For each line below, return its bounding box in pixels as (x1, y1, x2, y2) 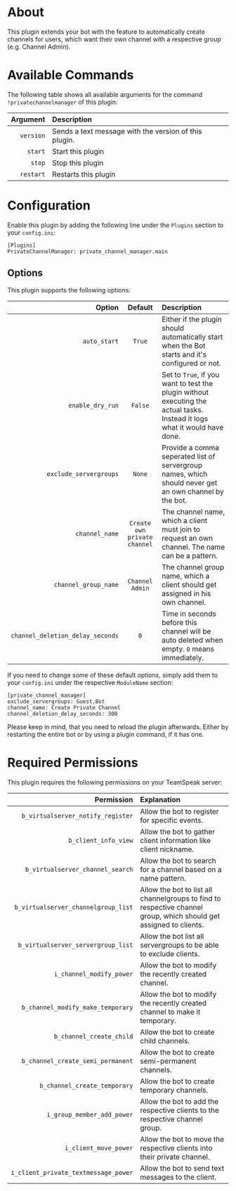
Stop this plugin (52, 157, 104, 167)
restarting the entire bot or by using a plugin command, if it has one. (7, 730, 204, 738)
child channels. (140, 1036, 190, 1045)
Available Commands (7, 67, 134, 83)
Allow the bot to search (140, 856, 216, 865)
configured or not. (161, 358, 221, 368)
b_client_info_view (67, 836, 133, 844)
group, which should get (140, 911, 220, 921)
